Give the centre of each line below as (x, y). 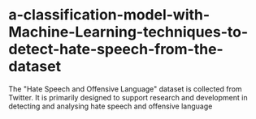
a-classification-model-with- (109, 15)
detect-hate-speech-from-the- (116, 49)
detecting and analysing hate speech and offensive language (111, 106)
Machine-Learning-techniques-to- (128, 32)
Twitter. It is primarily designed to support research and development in (128, 97)
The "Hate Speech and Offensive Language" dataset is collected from (125, 89)
